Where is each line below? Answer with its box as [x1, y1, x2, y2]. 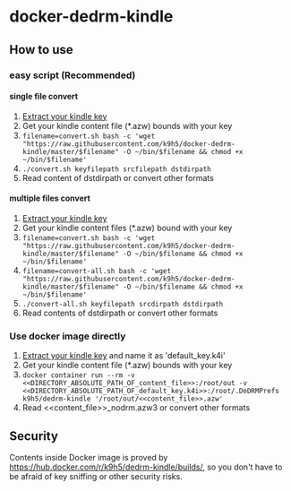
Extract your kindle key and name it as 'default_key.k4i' [21, 350, 226, 361]
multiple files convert [9, 193, 91, 203]
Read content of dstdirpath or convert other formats [21, 172, 215, 183]
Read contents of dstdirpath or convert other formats [21, 307, 218, 318]
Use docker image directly [9, 330, 126, 342]
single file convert [9, 91, 79, 102]
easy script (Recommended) [9, 69, 136, 82]
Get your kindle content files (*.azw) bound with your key [21, 222, 233, 233]
